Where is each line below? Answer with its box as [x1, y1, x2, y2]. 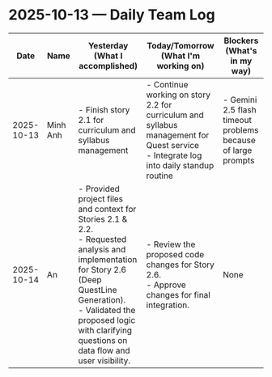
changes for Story [146, 259, 215, 270]
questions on [78, 334, 128, 345]
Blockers [223, 35, 259, 46]
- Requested [78, 233, 127, 244]
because [222, 134, 257, 146]
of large [222, 144, 253, 155]
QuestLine [78, 284, 117, 295]
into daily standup [146, 159, 215, 171]
